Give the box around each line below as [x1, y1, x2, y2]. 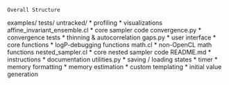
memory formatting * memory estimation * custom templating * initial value [7, 63, 222, 70]
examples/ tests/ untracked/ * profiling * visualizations [7, 19, 163, 27]
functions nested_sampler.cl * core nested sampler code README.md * [7, 48, 212, 56]
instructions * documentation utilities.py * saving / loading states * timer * [7, 55, 218, 64]
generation [7, 70, 38, 78]
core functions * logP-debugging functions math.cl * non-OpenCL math [7, 41, 212, 48]
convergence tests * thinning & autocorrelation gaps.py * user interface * [7, 33, 217, 41]
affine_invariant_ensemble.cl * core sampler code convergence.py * [7, 26, 202, 34]
